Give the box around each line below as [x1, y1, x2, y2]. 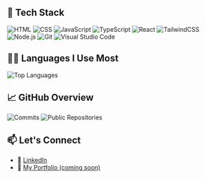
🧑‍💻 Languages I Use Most [7, 52, 119, 64]
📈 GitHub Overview [7, 92, 94, 103]
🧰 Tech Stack [7, 7, 65, 19]
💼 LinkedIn [17, 156, 48, 164]
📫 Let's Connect [7, 134, 81, 146]
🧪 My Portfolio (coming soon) [17, 164, 101, 172]
